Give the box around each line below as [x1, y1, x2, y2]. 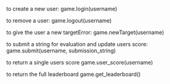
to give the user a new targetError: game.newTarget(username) [6, 29, 165, 36]
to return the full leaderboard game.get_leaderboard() [6, 71, 141, 78]
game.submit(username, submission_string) [6, 47, 117, 54]
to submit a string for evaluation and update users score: [6, 41, 148, 47]
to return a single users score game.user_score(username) [6, 59, 154, 66]
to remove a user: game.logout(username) [6, 17, 112, 24]
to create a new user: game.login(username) [6, 5, 117, 12]
